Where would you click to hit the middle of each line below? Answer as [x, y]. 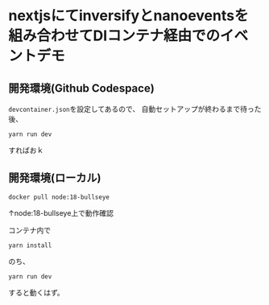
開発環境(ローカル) [55, 178]
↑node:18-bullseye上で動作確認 [61, 212]
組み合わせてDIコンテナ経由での [114, 36]
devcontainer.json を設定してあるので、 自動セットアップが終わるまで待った [135, 109]
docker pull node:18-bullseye [59, 197]
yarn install [30, 245]
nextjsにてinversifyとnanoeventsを [128, 16]
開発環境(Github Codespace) [81, 88]
